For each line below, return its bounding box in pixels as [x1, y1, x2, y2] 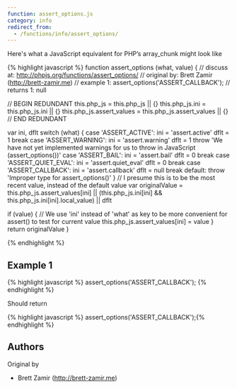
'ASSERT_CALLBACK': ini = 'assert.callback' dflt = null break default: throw [7, 166, 225, 174]
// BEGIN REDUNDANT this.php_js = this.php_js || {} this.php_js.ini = [7, 100, 207, 108]
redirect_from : [7, 23, 52, 30]
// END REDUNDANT [7, 115, 67, 123]
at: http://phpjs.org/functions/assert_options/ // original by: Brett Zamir [7, 71, 213, 79]
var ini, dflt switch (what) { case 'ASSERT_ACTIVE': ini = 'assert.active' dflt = [7, 128, 230, 137]
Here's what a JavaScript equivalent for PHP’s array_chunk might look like [7, 50, 223, 58]
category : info [7, 17, 52, 24]
